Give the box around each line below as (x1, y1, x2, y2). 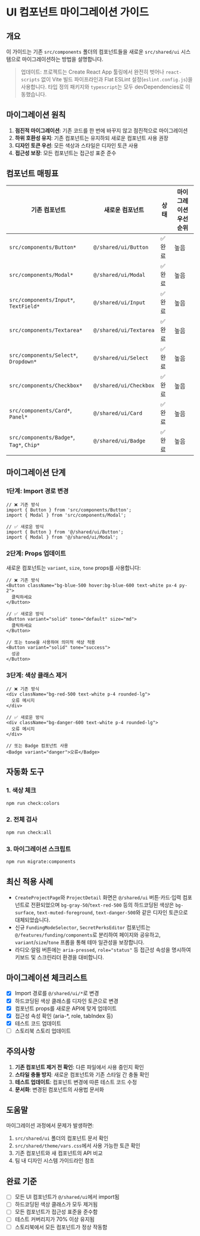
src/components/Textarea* (9, 326, 83, 334)
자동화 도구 (6, 767, 45, 777)
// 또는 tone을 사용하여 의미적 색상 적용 (6, 639, 96, 645)
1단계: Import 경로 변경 (6, 487, 69, 495)
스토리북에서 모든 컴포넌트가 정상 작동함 (14, 1223, 108, 1231)
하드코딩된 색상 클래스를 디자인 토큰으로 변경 (14, 997, 119, 1005)
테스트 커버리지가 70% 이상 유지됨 (14, 1216, 95, 1223)
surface (14, 910, 34, 915)
